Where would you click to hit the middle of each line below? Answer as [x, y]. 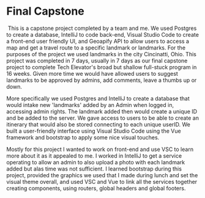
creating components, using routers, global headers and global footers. [96, 188]
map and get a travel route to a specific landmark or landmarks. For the [96, 48]
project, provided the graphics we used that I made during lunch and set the [102, 175]
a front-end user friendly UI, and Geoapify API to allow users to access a [98, 41]
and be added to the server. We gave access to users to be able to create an [102, 118]
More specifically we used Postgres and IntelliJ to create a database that [98, 98]
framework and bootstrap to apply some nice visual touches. [83, 137]
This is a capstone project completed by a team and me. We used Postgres [102, 28]
